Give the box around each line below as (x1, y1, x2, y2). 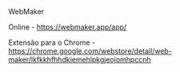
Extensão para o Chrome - (8, 38, 96, 47)
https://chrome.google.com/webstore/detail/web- (8, 46, 172, 55)
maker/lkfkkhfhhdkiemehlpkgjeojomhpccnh (8, 55, 151, 64)
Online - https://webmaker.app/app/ (8, 22, 127, 31)
